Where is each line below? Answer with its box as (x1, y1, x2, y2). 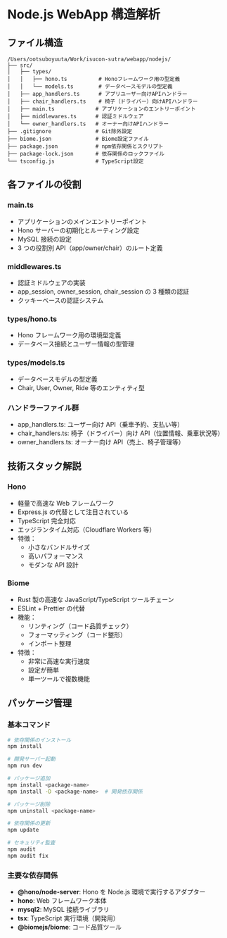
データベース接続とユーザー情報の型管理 (17, 339, 135, 349)
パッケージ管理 (7, 697, 72, 709)
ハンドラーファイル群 (7, 403, 79, 413)
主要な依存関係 (7, 870, 58, 880)
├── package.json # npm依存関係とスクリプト (7, 143, 164, 150)
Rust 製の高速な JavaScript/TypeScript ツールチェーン (17, 595, 174, 604)
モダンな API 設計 (27, 561, 79, 569)
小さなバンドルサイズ (27, 543, 90, 551)
